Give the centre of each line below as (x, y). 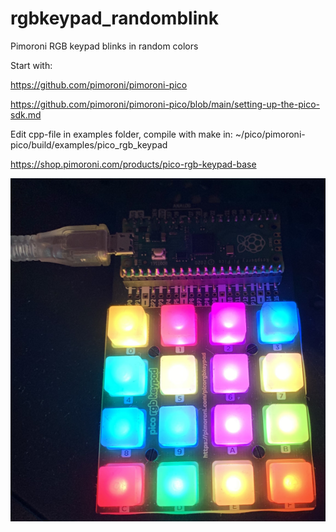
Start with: (31, 65)
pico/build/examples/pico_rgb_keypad (89, 144)
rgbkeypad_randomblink (114, 18)
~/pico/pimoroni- (270, 134)
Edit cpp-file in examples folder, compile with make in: (121, 134)
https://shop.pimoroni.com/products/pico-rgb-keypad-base (133, 164)
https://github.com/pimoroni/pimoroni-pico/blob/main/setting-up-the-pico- (165, 104)
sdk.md (26, 114)
